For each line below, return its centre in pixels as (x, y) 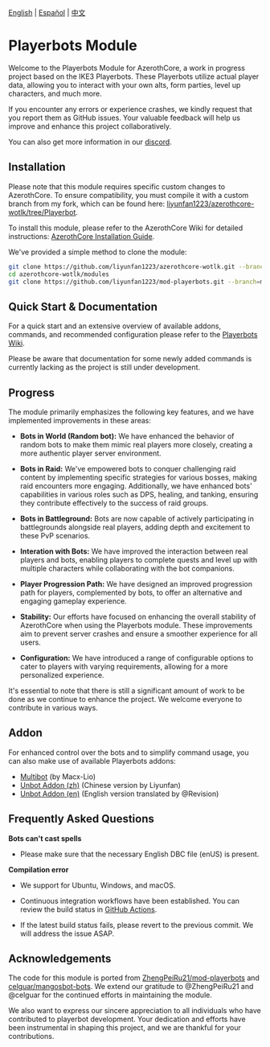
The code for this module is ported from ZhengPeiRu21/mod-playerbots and (134, 978)
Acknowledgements (60, 959)
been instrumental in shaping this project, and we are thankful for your (125, 1028)
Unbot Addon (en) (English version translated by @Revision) (119, 793)
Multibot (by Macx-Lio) (58, 777)
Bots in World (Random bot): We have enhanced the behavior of (127, 436)
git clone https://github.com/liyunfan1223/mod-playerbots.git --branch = (135, 282)
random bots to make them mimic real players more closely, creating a (136, 445)
